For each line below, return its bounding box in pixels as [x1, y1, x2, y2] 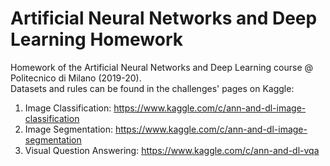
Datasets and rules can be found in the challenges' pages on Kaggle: [10, 82, 295, 94]
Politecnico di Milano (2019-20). [10, 72, 142, 84]
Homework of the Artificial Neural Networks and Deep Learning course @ [10, 61, 314, 73]
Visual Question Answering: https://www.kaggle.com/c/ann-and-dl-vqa [24, 144, 320, 156]
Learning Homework [10, 28, 184, 51]
